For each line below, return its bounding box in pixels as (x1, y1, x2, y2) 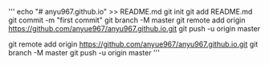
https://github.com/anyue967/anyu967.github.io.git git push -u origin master (8, 24, 261, 33)
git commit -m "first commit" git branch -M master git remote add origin (8, 15, 246, 25)
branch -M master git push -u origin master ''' (8, 48, 161, 57)
